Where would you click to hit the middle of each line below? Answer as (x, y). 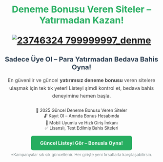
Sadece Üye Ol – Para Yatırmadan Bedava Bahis (81, 59)
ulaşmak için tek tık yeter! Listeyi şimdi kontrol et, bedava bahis (81, 88)
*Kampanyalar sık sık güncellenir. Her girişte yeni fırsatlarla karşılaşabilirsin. (81, 154)
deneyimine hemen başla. (81, 96)
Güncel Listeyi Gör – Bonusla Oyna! (81, 143)
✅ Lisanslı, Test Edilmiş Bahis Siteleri (81, 128)
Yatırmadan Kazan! (81, 20)
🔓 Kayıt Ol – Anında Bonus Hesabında (81, 116)
